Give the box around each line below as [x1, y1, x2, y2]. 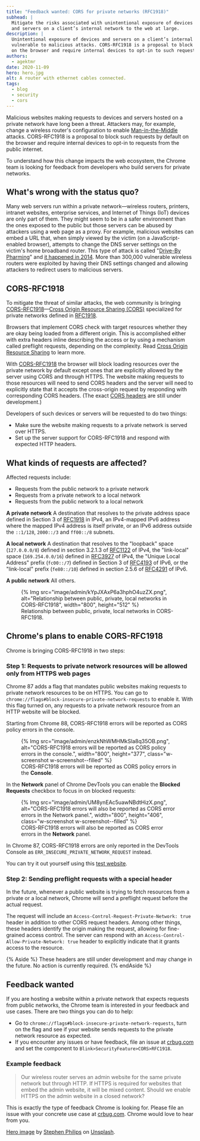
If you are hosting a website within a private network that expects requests [6, 995, 189, 1003]
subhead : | [6, 14, 33, 20]
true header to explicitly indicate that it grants [67, 938, 180, 945]
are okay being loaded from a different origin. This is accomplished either [6, 330, 186, 337]
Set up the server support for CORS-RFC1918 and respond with [14, 434, 170, 441]
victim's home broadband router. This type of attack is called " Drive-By [6, 247, 182, 254]
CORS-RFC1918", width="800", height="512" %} [21, 601, 139, 608]
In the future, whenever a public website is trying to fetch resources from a [6, 888, 190, 895]
